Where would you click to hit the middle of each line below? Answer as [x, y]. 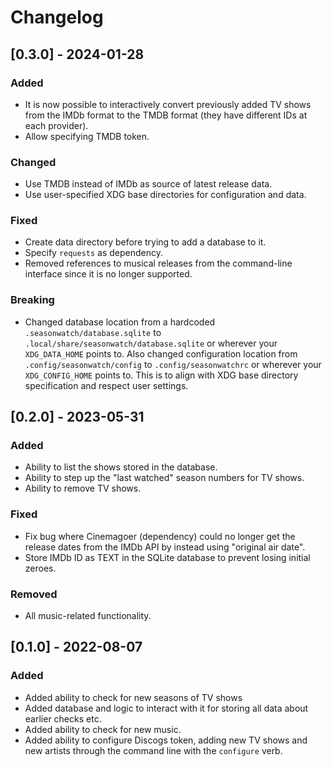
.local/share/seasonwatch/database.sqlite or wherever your [151, 343]
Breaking [32, 300]
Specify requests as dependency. [94, 253]
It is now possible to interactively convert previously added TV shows [168, 104]
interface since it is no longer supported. [108, 274]
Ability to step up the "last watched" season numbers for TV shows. [164, 478]
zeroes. [40, 568]
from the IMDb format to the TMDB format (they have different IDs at [166, 115]
